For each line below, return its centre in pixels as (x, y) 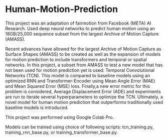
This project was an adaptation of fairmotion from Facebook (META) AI (78, 23)
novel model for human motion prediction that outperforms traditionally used (84, 102)
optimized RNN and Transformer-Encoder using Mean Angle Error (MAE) (80, 81)
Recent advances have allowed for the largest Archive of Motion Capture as (83, 49)
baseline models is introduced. (37, 107)
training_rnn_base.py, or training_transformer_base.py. (61, 132)
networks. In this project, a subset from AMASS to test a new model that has (84, 65)
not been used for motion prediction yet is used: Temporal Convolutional (80, 70)
